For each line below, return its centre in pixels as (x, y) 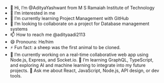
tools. (16, 76)
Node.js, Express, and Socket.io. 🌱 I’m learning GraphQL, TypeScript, (82, 60)
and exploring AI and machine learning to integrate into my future (78, 65)
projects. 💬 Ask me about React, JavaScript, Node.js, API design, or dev (85, 70)
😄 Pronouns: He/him (32, 42)
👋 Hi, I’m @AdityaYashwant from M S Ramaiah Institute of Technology (82, 8)
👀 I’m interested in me (33, 13)
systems (19, 29)
